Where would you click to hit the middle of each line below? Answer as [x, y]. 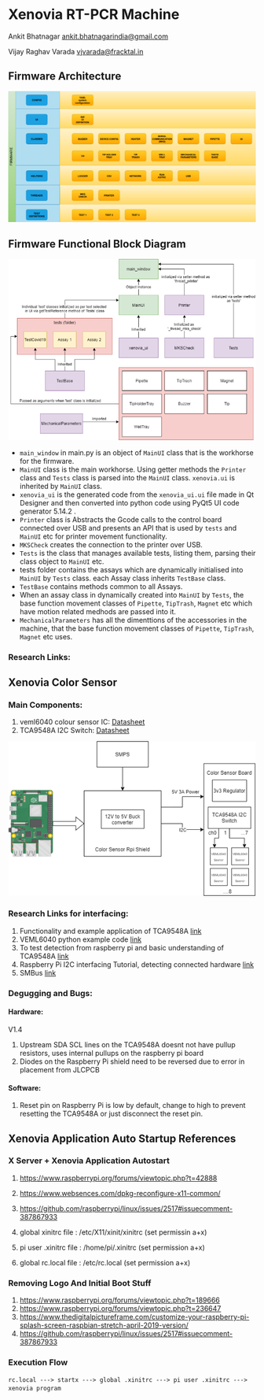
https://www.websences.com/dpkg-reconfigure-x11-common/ [120, 1193]
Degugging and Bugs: [50, 993]
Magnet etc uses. [46, 636]
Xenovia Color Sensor [63, 682]
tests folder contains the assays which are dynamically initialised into [131, 569]
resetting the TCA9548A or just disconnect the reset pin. [111, 1114]
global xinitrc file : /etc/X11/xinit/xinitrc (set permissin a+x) [113, 1232]
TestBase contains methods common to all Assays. [101, 586]
